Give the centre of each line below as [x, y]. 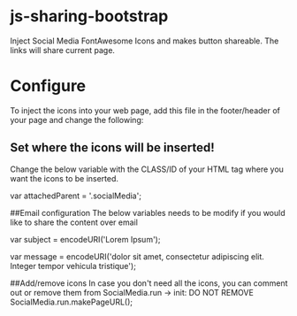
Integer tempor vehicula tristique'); [73, 266]
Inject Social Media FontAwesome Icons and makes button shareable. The [145, 41]
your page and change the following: [77, 119]
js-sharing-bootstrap [89, 16]
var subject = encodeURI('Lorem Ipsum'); [85, 239]
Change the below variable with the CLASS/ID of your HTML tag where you [147, 169]
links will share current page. [63, 50]
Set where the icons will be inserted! [112, 148]
